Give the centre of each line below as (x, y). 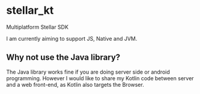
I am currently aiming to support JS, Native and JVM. (72, 38)
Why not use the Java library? (63, 57)
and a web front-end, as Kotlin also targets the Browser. (75, 84)
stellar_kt (30, 10)
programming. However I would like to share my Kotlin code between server (100, 78)
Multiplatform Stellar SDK (38, 27)
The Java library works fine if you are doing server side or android (88, 72)
